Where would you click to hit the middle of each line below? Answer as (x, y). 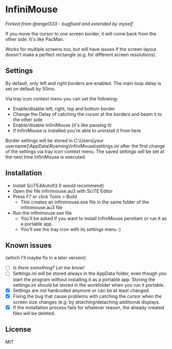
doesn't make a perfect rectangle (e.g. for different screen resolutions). (81, 55)
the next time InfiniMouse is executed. (46, 157)
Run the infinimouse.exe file (42, 213)
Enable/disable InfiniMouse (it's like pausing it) (62, 125)
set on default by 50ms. (30, 89)
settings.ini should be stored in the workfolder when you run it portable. (89, 285)
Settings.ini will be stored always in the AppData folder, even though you (90, 273)
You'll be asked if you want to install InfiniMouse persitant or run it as (94, 218)
